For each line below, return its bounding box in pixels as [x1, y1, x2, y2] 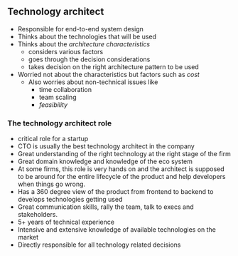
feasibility [38, 100, 68, 109]
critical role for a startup [17, 135, 89, 143]
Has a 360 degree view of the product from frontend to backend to [17, 188, 214, 196]
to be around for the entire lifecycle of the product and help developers [17, 173, 226, 181]
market [17, 233, 39, 242]
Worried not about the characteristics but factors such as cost [17, 70, 200, 78]
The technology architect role [7, 118, 112, 128]
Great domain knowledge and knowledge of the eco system [17, 157, 193, 166]
